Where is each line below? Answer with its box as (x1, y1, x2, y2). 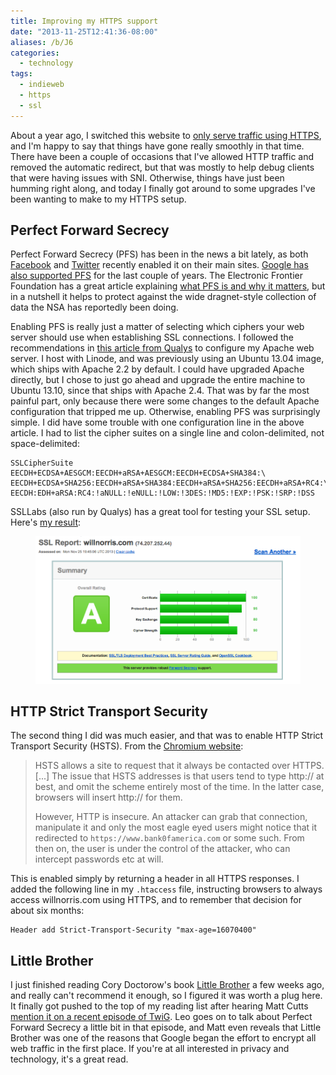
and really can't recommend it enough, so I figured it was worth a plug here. (10, 990, 323, 1002)
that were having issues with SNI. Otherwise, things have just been (10, 171, 285, 184)
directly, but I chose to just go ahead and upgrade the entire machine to (10, 374, 306, 386)
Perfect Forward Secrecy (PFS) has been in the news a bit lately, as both (10, 248, 309, 260)
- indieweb (19, 80, 65, 90)
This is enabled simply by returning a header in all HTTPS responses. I (10, 873, 300, 885)
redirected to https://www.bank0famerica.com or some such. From (34, 832, 305, 844)
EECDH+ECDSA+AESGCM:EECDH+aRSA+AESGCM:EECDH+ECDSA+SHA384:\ (10, 468, 267, 479)
